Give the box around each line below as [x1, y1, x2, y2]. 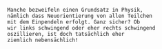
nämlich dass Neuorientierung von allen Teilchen [7, 12, 153, 19]
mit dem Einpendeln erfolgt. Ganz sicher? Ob [7, 19, 140, 26]
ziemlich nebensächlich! [7, 37, 79, 43]
